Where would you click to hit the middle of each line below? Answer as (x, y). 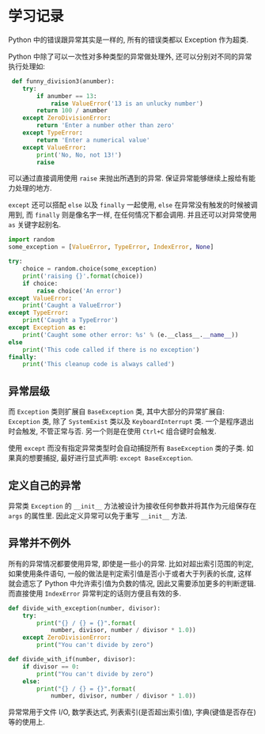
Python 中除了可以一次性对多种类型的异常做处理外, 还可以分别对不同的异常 (130, 56)
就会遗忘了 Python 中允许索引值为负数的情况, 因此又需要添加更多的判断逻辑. (132, 583)
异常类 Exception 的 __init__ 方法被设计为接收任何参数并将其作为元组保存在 (132, 505)
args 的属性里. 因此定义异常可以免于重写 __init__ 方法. (98, 516)
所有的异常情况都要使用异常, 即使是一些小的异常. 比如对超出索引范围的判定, (131, 563)
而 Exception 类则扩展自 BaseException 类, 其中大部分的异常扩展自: (117, 411)
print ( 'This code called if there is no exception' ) (111, 350)
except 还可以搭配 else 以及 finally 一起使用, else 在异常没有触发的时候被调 (133, 205)
